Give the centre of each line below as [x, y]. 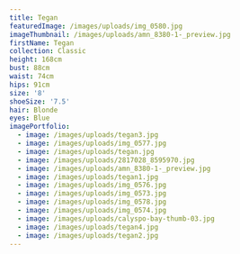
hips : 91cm [30, 85]
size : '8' [28, 93]
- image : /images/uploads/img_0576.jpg [92, 186]
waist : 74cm [31, 77]
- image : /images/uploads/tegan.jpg [86, 151]
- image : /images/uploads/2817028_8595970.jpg [106, 160]
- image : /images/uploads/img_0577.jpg [92, 143]
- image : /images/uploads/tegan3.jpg [88, 135]
